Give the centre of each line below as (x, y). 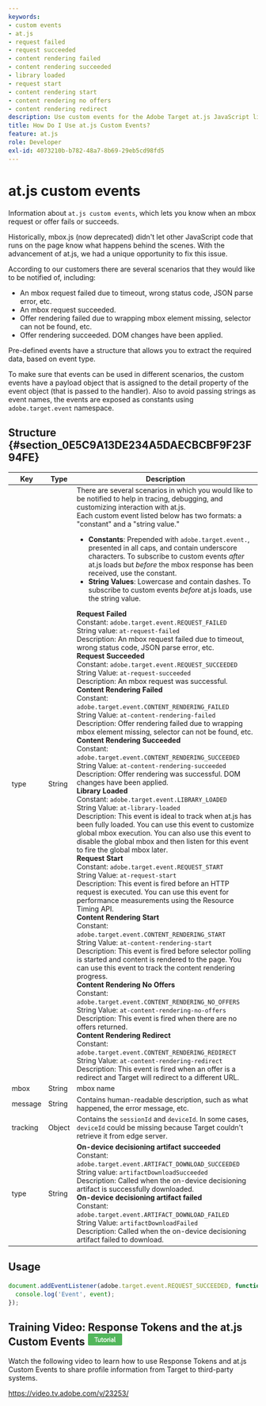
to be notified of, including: (52, 277)
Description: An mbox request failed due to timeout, (160, 640)
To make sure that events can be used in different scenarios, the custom (126, 374)
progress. (92, 977)
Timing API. (95, 909)
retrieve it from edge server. (122, 1135)
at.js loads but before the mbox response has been (171, 565)
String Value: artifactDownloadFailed (137, 1223)
